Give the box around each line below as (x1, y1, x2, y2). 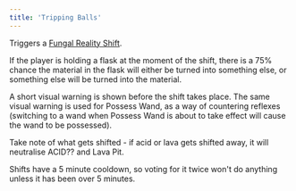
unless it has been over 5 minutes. (9, 173, 136, 184)
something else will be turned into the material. (9, 73, 182, 85)
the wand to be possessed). (9, 120, 113, 130)
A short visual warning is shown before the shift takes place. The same (9, 91, 270, 102)
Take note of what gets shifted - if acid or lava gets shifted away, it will (9, 137, 269, 147)
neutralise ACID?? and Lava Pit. (9, 146, 124, 157)
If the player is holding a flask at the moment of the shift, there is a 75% (9, 54, 273, 65)
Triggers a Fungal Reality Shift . (9, 37, 123, 48)
